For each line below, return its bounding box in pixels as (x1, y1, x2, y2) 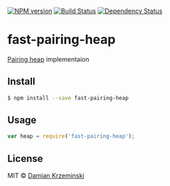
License (7, 153, 43, 165)
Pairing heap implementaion (7, 55, 90, 63)
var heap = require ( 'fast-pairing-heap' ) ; (7, 133, 135, 140)
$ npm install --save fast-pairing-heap (7, 94, 129, 102)
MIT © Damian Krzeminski (7, 171, 85, 180)
